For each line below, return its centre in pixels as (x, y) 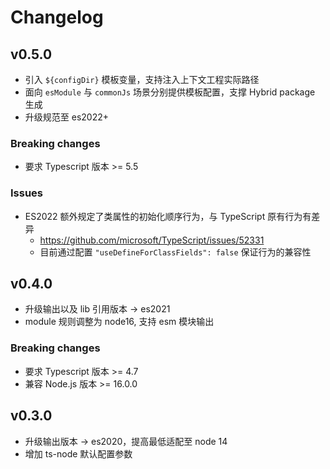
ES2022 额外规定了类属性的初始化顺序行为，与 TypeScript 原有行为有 (168, 216)
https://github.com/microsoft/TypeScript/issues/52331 (152, 240)
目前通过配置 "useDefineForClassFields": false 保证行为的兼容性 (175, 252)
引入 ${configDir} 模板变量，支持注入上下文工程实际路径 (142, 79)
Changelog (57, 17)
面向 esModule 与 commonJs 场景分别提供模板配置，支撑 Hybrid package (170, 92)
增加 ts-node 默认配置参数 (78, 453)
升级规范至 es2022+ (66, 117)
